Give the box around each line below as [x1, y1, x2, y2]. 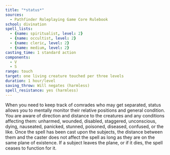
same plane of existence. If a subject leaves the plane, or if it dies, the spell [5, 139, 163, 145]
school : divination [5, 21, 47, 27]
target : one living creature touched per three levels [5, 74, 124, 79]
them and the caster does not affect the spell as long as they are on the [5, 134, 155, 140]
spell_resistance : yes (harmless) [5, 87, 79, 93]
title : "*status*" [5, 7, 44, 13]
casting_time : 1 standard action [5, 50, 76, 55]
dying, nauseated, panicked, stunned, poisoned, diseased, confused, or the [5, 123, 164, 130]
